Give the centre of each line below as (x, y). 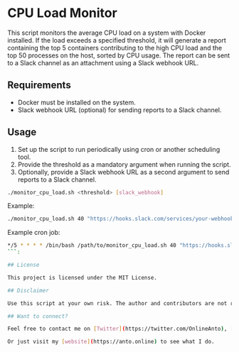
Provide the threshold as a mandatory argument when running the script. (124, 164)
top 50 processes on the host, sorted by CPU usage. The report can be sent (119, 55)
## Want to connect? (38, 316)
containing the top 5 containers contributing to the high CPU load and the (115, 48)
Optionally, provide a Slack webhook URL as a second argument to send (123, 172)
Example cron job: (34, 233)
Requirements (39, 86)
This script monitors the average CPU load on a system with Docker (107, 33)
